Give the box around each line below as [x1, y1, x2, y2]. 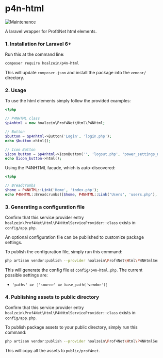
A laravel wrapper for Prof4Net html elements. [5, 28, 97, 34]
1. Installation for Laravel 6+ [5, 40, 72, 47]
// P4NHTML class [5, 116, 40, 121]
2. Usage [5, 87, 27, 94]
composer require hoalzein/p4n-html [5, 61, 79, 66]
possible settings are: [5, 272, 48, 278]
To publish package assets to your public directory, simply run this [5, 325, 138, 330]
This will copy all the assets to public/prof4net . [5, 348, 100, 354]
